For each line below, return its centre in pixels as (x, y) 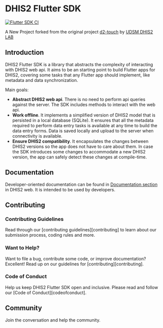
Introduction (25, 53)
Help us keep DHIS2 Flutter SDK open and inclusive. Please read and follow (82, 287)
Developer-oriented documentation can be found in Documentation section (81, 184)
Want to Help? (22, 248)
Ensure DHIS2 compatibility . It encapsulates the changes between (80, 141)
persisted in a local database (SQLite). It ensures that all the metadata (83, 120)
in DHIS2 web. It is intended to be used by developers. (60, 189)
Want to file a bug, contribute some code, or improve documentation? (76, 258)
